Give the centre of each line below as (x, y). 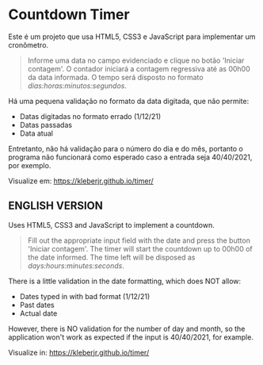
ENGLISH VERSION (55, 206)
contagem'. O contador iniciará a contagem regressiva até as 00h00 (139, 68)
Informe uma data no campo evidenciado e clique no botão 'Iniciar (136, 60)
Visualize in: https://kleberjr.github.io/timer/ (79, 352)
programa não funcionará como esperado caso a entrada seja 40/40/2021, (130, 157)
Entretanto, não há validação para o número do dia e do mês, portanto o (126, 148)
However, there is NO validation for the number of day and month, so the (127, 328)
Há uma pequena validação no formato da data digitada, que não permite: (129, 101)
